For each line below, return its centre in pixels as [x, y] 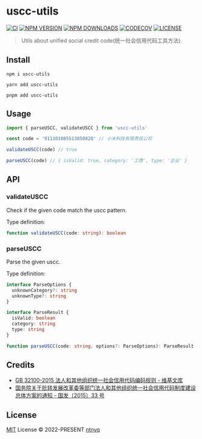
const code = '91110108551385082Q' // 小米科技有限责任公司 [79, 139]
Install [18, 60]
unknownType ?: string [39, 296]
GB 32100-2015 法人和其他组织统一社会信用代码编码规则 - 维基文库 [99, 380]
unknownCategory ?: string [45, 290]
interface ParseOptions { [39, 284]
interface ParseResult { [38, 313]
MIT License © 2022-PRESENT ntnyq [53, 430]
